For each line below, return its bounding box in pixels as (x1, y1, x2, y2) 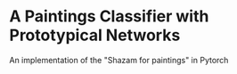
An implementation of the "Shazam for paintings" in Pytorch (9, 54, 229, 65)
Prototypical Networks (9, 25, 181, 45)
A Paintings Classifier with (9, 6, 209, 27)
